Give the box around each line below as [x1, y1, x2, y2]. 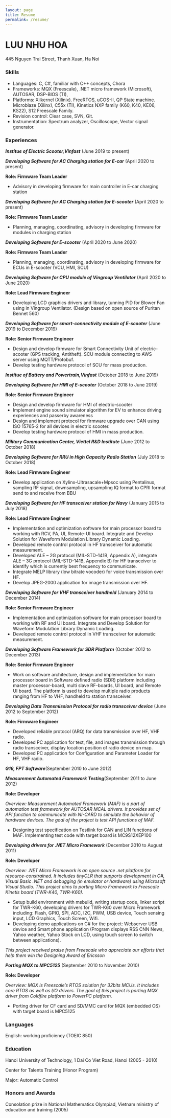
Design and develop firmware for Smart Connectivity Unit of [12, 346, 139, 352]
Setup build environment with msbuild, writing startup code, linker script [12, 899, 165, 905]
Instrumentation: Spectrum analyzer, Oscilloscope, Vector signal [12, 118, 148, 124]
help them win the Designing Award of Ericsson [5, 952, 105, 959]
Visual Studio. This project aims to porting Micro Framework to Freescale [5, 883, 159, 889]
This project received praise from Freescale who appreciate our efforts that [5, 947, 164, 953]
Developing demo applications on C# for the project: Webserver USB [12, 921, 158, 927]
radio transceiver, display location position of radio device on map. [12, 744, 153, 750]
